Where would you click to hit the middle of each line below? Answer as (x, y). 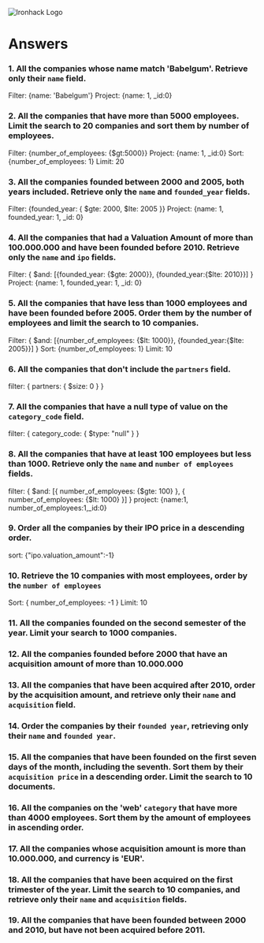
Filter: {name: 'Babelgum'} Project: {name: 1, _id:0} (90, 95)
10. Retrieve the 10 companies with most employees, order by (128, 576)
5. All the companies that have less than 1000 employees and (128, 304)
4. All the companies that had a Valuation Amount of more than (131, 238)
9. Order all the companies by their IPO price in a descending (126, 528)
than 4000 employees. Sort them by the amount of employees (130, 818)
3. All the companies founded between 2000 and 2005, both (126, 181)
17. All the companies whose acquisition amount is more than (127, 848)
